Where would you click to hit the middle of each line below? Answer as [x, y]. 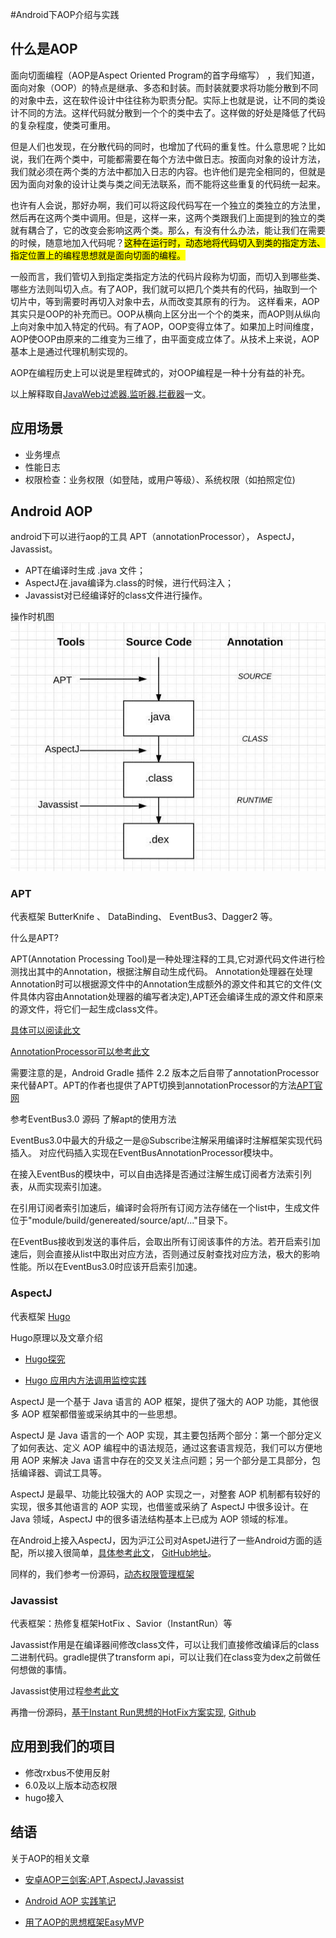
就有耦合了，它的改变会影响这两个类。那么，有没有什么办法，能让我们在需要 [168, 230]
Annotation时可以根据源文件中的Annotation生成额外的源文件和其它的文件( [162, 984]
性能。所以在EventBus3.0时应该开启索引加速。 [106, 1267]
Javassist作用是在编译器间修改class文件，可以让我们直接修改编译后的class [165, 1644]
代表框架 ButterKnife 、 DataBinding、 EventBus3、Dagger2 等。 [144, 917]
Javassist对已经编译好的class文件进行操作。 [116, 595]
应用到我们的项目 [63, 1746]
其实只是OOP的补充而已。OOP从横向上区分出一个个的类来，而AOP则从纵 [161, 314]
